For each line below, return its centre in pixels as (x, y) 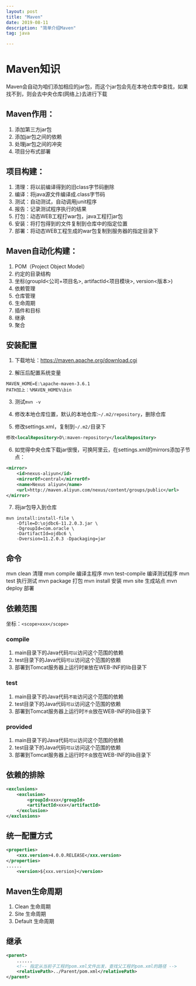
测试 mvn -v (27, 402)
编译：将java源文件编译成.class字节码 (60, 194)
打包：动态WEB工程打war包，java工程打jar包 (68, 216)
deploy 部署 (20, 588)
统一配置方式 (29, 836)
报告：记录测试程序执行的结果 (50, 209)
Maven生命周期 (34, 891)
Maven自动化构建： (42, 251)
